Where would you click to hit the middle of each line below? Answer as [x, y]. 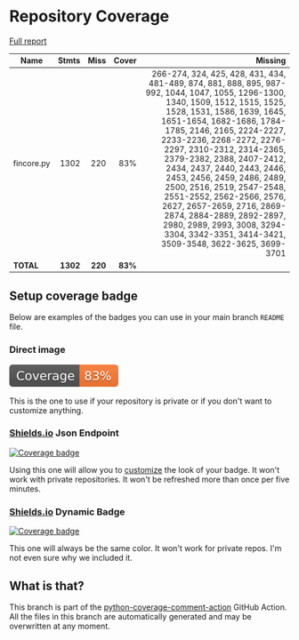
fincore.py [32, 164]
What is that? [47, 585]
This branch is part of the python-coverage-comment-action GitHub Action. [148, 607]
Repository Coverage [89, 16]
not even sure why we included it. [71, 558]
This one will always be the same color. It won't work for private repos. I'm [145, 548]
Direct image [37, 350]
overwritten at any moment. [60, 626]
